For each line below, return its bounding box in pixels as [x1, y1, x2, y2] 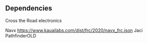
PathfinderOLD [5, 32, 36, 38]
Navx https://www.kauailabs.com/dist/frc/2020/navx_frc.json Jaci [5, 27, 143, 33]
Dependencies [5, 4, 52, 13]
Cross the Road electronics [5, 17, 62, 23]
